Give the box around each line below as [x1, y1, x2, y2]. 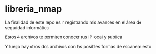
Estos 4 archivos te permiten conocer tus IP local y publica [5, 34, 123, 40]
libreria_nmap [5, 3, 62, 15]
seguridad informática [5, 24, 49, 30]
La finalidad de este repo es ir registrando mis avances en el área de [5, 19, 142, 25]
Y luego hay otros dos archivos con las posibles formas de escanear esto [5, 43, 152, 49]
